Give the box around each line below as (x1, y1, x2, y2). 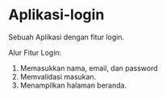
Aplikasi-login (8, 6, 105, 24)
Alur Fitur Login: (8, 47, 62, 57)
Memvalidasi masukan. (19, 71, 97, 81)
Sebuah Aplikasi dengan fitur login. (8, 32, 125, 42)
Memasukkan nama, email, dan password (19, 63, 159, 73)
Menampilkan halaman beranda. (19, 80, 127, 90)
